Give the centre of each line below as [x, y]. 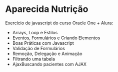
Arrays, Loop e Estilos [35, 32]
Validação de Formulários [38, 48]
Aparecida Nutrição [47, 9]
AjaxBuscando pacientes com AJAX [49, 64]
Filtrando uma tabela [33, 59]
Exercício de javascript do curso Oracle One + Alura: [59, 23]
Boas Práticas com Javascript [43, 43]
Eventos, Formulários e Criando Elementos [56, 38]
